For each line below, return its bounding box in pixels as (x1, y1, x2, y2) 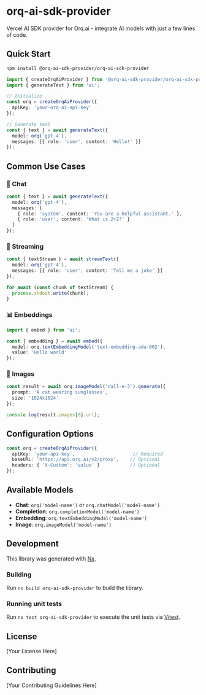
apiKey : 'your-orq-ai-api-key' (12, 104, 92, 111)
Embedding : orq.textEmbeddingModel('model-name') (15, 514, 147, 521)
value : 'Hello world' (12, 349, 67, 355)
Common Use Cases (6, 161, 86, 171)
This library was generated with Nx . (6, 554, 96, 562)
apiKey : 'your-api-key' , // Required (12, 451, 164, 457)
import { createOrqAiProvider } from (6, 76, 103, 82)
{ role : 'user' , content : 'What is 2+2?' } (17, 216, 131, 222)
